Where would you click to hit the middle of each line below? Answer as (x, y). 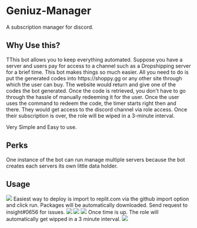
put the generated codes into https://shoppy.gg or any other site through (94, 78)
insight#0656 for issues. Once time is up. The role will (82, 212)
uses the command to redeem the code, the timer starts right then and (91, 103)
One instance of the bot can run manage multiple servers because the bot (96, 159)
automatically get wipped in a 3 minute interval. (64, 219)
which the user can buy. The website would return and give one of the (91, 84)
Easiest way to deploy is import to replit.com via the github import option (101, 199)
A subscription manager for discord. (50, 27)
